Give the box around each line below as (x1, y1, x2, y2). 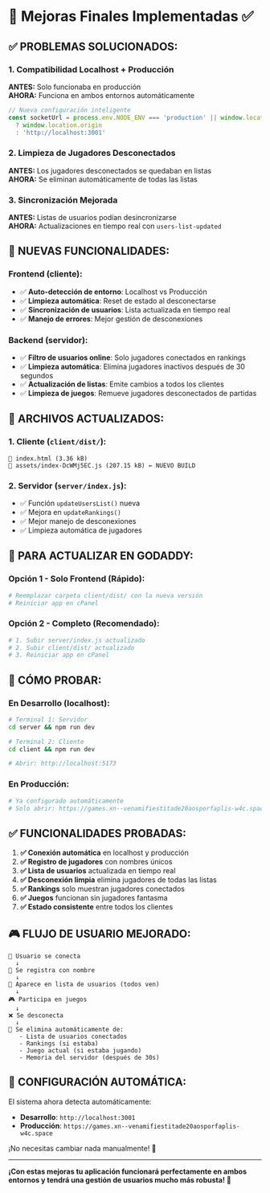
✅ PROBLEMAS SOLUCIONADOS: (8, 39, 178, 53)
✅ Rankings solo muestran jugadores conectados (19, 884, 186, 894)
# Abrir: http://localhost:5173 (8, 759, 117, 768)
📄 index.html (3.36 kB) (8, 454, 88, 463)
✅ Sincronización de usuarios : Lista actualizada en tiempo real (19, 304, 231, 314)
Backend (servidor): (8, 334, 88, 345)
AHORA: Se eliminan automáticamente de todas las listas (8, 174, 198, 184)
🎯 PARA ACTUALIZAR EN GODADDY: (8, 550, 194, 563)
